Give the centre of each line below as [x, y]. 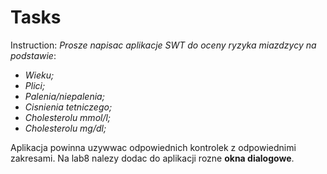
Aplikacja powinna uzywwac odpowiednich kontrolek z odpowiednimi [153, 147]
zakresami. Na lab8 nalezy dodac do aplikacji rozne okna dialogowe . [152, 158]
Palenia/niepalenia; [64, 96]
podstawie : [33, 55]
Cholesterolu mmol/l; [68, 117]
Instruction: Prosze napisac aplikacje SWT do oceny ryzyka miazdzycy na [163, 45]
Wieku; [39, 75]
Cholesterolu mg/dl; [65, 128]
